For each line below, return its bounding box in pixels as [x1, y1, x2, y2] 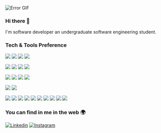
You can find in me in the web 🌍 [5, 109, 86, 116]
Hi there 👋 [5, 17, 30, 24]
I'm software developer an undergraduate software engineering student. [5, 29, 156, 35]
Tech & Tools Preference [5, 42, 67, 49]
